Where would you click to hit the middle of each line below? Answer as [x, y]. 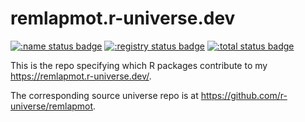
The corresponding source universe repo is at [104, 95]
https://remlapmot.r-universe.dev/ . [81, 76]
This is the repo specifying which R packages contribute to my [139, 65]
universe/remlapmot [52, 106]
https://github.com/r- [244, 95]
